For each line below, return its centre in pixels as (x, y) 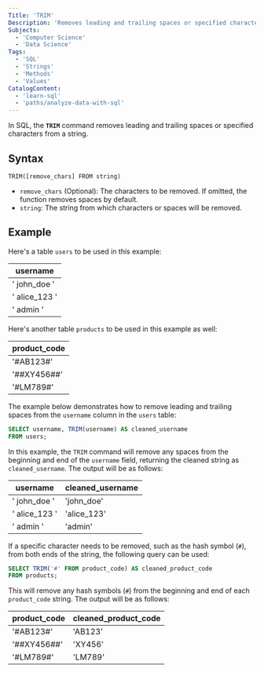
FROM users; (27, 437)
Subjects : (24, 30)
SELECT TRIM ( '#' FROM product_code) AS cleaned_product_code (110, 569)
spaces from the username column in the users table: (92, 415)
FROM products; (33, 576)
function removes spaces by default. (79, 199)
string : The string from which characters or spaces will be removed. (130, 207)
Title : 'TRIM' (31, 15)
